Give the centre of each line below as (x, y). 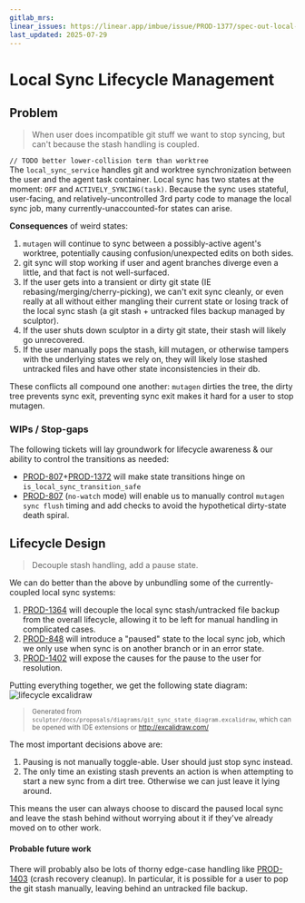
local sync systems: (79, 593)
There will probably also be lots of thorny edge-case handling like (133, 869)
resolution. (43, 668)
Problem (34, 113)
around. (37, 791)
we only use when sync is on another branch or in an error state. (143, 649)
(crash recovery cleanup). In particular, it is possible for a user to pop (159, 878)
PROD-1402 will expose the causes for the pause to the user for (142, 658)
